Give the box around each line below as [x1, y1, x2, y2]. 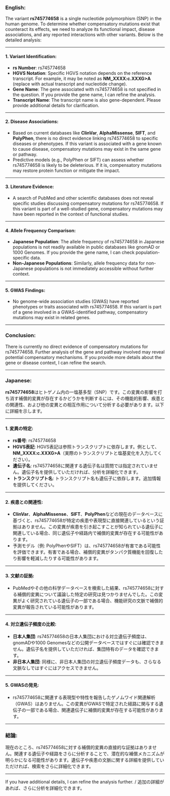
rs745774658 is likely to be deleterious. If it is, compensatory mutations [12, 162, 162, 168]
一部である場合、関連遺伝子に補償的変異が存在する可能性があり [26, 707, 159, 713]
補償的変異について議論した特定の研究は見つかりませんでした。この [17, 591, 159, 597]
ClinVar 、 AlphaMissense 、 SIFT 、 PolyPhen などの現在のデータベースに [12, 511, 163, 517]
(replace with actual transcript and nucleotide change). [12, 80, 127, 87]
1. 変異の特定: [5, 425, 34, 431]
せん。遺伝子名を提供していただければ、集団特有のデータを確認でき [12, 646, 155, 652]
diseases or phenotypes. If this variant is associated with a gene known [12, 141, 162, 147]
